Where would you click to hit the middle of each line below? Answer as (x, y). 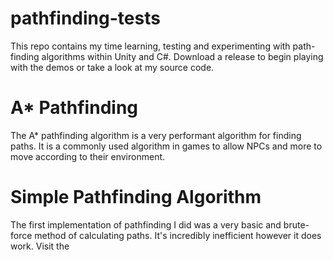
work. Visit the (40, 246)
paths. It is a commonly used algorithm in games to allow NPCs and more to (166, 146)
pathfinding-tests (85, 18)
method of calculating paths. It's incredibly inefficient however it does (178, 235)
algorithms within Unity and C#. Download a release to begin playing (182, 56)
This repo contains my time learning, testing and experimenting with (150, 46)
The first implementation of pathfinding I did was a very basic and (146, 224)
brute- (296, 224)
